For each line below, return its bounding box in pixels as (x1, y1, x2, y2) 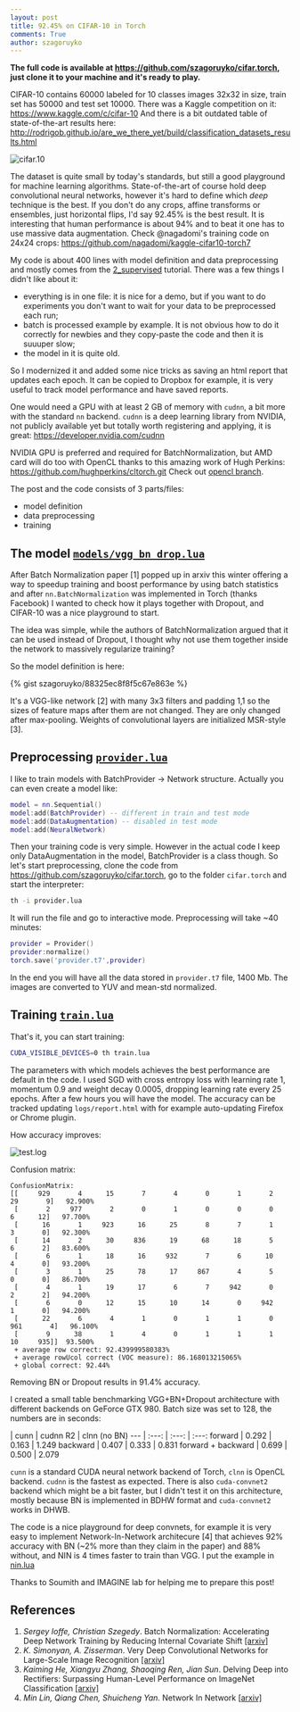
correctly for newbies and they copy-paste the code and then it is (22, 329, 264, 340)
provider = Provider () (10, 939, 94, 949)
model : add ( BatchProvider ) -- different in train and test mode (10, 809, 250, 818)
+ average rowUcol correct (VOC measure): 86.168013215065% (13, 1353, 242, 1362)
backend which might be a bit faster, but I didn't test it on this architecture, (10, 1485, 283, 1496)
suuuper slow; (22, 338, 76, 349)
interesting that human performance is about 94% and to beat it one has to (10, 219, 285, 229)
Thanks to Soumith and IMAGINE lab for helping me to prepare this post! (10, 1576, 275, 1587)
